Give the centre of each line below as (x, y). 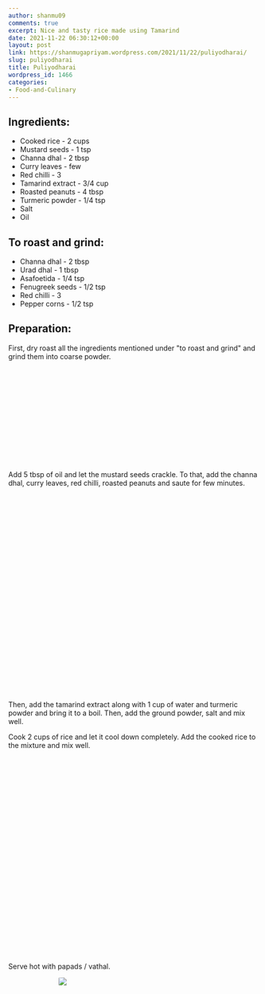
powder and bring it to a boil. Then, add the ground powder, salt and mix (127, 713)
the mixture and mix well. (49, 745)
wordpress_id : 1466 (41, 75)
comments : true (33, 23)
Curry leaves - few (51, 166)
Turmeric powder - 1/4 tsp (62, 201)
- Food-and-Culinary (43, 90)
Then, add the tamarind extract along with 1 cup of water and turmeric (123, 704)
